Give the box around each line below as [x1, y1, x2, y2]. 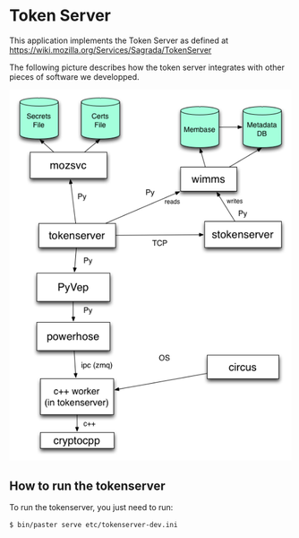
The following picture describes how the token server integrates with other [9, 62, 285, 73]
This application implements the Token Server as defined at [9, 35, 229, 46]
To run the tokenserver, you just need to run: [9, 501, 174, 512]
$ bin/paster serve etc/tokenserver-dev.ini [9, 520, 178, 529]
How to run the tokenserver [9, 478, 166, 493]
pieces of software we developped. [9, 71, 141, 82]
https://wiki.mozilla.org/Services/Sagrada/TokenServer [9, 44, 212, 55]
